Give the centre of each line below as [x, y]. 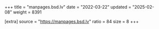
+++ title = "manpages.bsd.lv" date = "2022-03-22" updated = [68, 7]
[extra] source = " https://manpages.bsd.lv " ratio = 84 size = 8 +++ [72, 22]
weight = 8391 [27, 12]
